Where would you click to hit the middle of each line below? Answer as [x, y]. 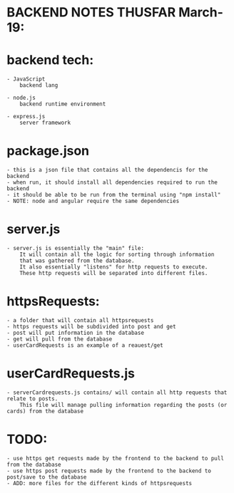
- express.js [26, 117]
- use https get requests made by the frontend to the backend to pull [115, 458]
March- [201, 12]
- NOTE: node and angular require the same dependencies [93, 201]
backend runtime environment [63, 104]
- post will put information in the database [75, 333]
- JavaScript [26, 79]
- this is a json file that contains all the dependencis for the [107, 170]
